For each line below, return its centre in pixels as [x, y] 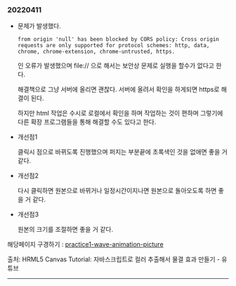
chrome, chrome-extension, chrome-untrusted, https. [96, 52]
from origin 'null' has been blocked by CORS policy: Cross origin [118, 39]
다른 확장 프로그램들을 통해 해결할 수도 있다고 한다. [87, 122]
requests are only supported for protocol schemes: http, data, [113, 46]
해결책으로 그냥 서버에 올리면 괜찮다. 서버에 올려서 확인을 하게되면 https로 [118, 89]
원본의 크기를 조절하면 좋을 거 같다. [65, 230]
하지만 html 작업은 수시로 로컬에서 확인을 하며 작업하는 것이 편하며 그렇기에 [120, 113]
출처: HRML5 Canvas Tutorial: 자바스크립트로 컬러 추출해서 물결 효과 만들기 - [113, 259]
